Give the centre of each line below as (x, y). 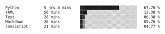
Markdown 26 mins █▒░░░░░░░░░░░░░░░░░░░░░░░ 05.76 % (82, 21)
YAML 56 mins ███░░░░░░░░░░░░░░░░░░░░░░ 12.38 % (82, 12)
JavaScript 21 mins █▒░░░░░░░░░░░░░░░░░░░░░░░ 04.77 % (82, 26)
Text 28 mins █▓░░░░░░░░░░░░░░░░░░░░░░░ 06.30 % (82, 17)
